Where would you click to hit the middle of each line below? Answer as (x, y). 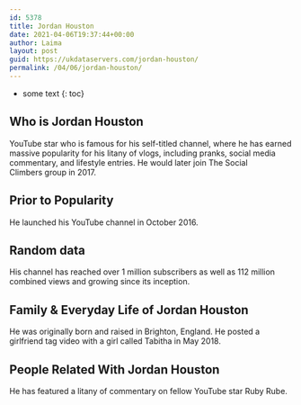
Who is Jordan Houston (76, 122)
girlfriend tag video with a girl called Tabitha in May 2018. (115, 341)
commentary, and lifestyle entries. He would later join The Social (129, 162)
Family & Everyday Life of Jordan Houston (129, 310)
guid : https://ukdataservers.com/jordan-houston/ (104, 59)
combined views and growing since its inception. (100, 282)
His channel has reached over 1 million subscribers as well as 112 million (142, 272)
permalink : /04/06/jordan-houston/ (76, 68)
